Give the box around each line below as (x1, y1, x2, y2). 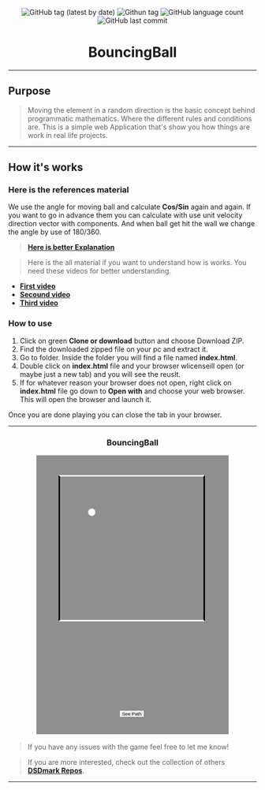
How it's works (8, 161, 84, 174)
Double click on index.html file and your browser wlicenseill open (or (19, 361, 244, 371)
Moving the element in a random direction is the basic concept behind (27, 105, 256, 114)
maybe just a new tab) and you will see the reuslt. (19, 369, 181, 378)
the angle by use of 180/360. (8, 227, 102, 237)
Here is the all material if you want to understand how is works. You (27, 258, 247, 267)
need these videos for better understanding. (27, 266, 172, 276)
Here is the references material (8, 184, 129, 196)
